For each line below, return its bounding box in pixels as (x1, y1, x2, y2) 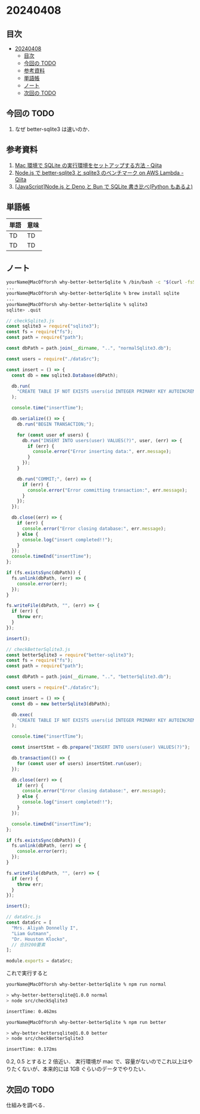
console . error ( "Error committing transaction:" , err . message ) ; (27, 487, 187, 493)
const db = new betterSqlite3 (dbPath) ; (11, 701, 111, 707)
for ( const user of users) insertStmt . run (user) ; (17, 760, 143, 767)
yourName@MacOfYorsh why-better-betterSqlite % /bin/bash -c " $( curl (6, 279, 183, 285)
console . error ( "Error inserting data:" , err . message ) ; (32, 449, 171, 455)
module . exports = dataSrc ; (6, 958, 73, 964)
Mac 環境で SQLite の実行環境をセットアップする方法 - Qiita (14, 162, 162, 169)
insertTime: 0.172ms (6, 1047, 58, 1053)
